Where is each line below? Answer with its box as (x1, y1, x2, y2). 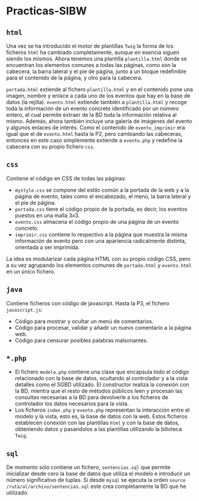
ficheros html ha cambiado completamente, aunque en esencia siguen (6, 49, 179, 56)
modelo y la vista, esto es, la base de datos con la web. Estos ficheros (14, 413, 188, 420)
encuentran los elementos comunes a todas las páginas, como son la (6, 62, 176, 68)
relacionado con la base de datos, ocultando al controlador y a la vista (14, 375, 188, 382)
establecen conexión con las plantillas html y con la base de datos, (14, 419, 180, 426)
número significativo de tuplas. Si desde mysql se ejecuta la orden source (6, 476, 186, 484)
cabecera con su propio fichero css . (6, 143, 95, 150)
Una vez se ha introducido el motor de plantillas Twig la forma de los (6, 42, 174, 49)
